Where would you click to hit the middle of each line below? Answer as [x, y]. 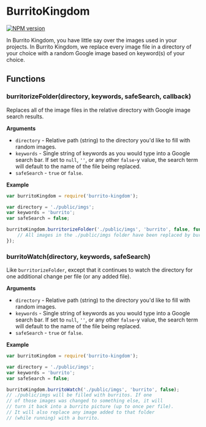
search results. [25, 116]
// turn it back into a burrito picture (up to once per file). [90, 407]
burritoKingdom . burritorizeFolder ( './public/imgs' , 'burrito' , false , [98, 229]
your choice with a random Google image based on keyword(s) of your [96, 53]
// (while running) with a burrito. [53, 418]
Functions [26, 79]
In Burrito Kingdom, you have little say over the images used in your [92, 40]
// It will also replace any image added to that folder [81, 412]
